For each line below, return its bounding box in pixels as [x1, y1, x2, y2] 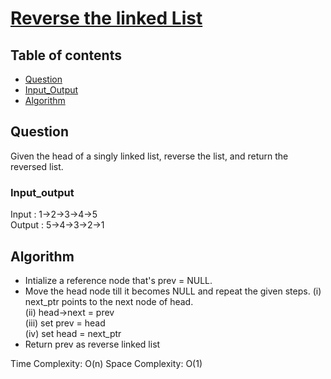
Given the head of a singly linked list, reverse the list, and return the [10, 150, 289, 162]
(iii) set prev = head [24, 317, 106, 329]
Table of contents [10, 47, 122, 64]
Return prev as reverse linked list [24, 338, 161, 350]
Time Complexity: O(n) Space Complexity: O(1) [10, 357, 203, 369]
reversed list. [10, 160, 64, 172]
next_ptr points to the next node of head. [24, 295, 194, 307]
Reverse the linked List [10, 7, 203, 30]
